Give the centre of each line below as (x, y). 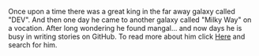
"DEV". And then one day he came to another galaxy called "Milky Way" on (130, 20)
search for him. (33, 45)
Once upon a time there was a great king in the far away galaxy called (122, 11)
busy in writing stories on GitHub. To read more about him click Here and (127, 36)
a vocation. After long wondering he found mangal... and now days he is (125, 28)
